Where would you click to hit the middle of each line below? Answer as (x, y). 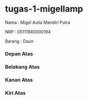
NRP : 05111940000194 (28, 32)
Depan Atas (19, 53)
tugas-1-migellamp (44, 9)
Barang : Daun (19, 41)
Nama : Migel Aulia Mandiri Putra (38, 22)
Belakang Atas (22, 67)
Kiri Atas (15, 93)
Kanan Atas (19, 80)
